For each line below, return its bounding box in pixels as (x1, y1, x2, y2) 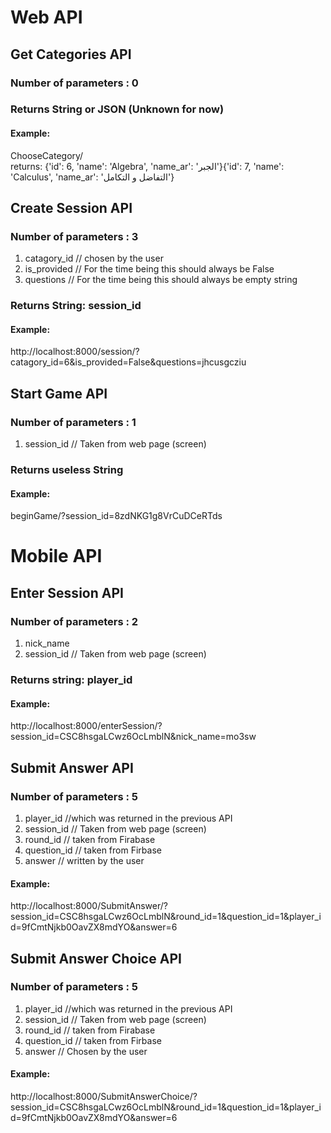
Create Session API (10, 200, 133, 217)
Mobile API (10, 545, 103, 568)
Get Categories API (10, 46, 132, 63)
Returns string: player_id (10, 673, 133, 687)
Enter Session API (10, 584, 124, 601)
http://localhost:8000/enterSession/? (10, 720, 163, 732)
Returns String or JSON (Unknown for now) (10, 102, 225, 116)
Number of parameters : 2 (10, 614, 139, 628)
